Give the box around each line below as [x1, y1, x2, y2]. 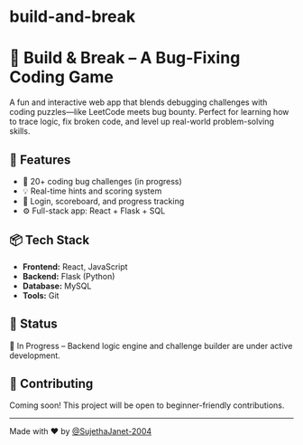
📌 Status [9, 317, 59, 332]
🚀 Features [9, 152, 71, 167]
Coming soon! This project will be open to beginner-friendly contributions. [9, 400, 285, 411]
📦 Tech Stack [9, 232, 90, 248]
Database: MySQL [22, 280, 92, 291]
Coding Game [9, 67, 115, 88]
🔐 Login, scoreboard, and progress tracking [22, 195, 185, 206]
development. [9, 350, 60, 361]
